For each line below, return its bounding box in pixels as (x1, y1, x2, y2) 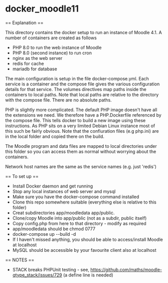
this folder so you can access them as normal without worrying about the (5, 148, 156, 154)
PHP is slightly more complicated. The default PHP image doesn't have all (5, 107, 157, 113)
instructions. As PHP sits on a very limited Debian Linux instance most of (5, 123, 155, 129)
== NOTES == (5, 257, 35, 263)
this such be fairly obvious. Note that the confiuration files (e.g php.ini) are (5, 128, 159, 134)
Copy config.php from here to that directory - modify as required (12, 220, 146, 226)
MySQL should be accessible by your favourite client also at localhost (12, 247, 156, 253)
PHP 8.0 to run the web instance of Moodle (12, 44, 102, 50)
